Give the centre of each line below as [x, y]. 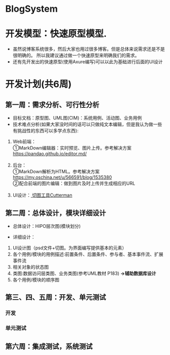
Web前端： [24, 141]
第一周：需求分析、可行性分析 [52, 104]
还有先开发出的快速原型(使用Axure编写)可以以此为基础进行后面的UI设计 [88, 62]
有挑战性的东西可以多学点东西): [45, 131]
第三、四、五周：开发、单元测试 [56, 298]
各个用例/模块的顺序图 [36, 279]
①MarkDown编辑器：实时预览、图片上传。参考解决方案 [72, 148]
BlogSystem [32, 9]
